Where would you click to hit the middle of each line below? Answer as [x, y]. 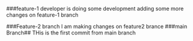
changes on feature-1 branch [42, 15]
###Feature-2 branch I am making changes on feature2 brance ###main [97, 26]
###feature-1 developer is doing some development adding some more [95, 9]
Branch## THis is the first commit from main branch [71, 33]
